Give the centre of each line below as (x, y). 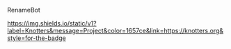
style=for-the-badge (37, 38)
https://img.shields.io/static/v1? (52, 23)
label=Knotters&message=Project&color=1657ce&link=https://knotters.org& (115, 31)
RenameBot (24, 10)
